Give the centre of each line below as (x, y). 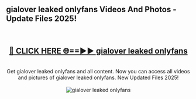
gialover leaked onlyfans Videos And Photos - (91, 10)
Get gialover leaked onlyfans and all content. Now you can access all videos (98, 71)
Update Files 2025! (42, 19)
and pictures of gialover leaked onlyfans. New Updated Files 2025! (98, 77)
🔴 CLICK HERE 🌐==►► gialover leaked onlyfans (98, 51)
